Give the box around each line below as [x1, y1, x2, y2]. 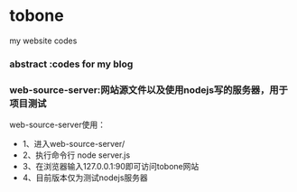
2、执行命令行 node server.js [22, 150, 131, 160]
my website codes [9, 35, 78, 46]
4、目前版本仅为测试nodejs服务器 [22, 172, 149, 183]
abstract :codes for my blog [9, 58, 134, 70]
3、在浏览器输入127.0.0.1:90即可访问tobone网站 [22, 161, 200, 172]
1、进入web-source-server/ [22, 139, 125, 150]
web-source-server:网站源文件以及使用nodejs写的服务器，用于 [9, 83, 289, 96]
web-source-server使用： [9, 119, 107, 131]
